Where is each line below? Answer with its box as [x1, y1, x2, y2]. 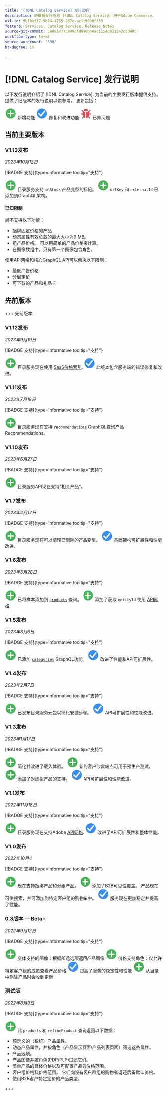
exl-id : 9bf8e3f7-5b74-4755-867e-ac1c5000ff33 [5, 18, 103, 23]
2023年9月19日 [5, 336, 36, 342]
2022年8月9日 [5, 1000, 35, 1006]
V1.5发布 [5, 616, 26, 623]
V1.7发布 [5, 497, 26, 504]
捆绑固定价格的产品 [12, 228, 52, 234]
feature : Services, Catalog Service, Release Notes [5, 24, 114, 29]
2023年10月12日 [5, 159, 38, 165]
